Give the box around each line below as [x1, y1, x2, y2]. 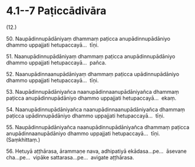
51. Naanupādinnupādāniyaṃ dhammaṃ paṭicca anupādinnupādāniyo [6, 53, 176, 60]
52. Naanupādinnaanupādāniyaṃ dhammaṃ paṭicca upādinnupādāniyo [6, 70, 180, 77]
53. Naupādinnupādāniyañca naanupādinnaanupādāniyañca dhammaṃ [6, 88, 179, 95]
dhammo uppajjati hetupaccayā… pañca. [6, 59, 107, 66]
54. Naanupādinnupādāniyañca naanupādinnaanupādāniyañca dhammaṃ [6, 106, 186, 113]
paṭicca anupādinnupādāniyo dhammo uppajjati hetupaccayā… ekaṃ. [6, 94, 177, 101]
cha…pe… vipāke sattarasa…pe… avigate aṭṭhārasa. [6, 153, 134, 161]
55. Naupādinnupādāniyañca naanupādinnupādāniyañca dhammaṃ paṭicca [6, 123, 190, 130]
